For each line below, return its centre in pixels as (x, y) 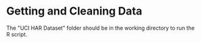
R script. (17, 34)
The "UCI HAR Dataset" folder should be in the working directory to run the (100, 28)
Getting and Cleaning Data (74, 11)
